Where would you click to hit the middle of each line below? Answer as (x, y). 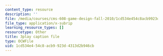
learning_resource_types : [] (34, 28)
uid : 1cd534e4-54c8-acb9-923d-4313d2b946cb (50, 46)
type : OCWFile (19, 41)
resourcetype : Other (26, 32)
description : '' (21, 14)
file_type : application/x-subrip (39, 23)
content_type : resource (29, 9)
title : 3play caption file (32, 37)
